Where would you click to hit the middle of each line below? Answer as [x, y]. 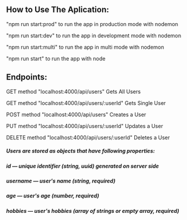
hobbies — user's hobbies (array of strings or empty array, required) [93, 211]
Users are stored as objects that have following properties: [81, 151]
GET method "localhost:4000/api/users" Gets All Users [74, 91]
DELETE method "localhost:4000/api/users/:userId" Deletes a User [88, 137]
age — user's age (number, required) [53, 196]
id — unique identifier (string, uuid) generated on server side [83, 166]
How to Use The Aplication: [58, 10]
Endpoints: [27, 77]
